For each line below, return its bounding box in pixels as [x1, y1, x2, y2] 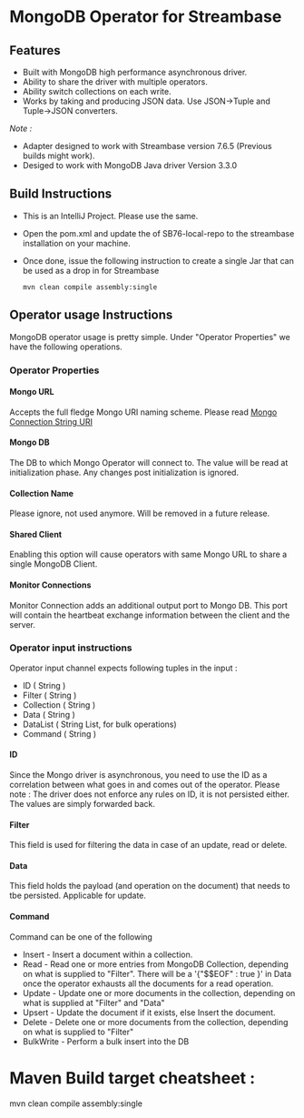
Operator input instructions [9, 641, 133, 654]
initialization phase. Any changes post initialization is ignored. [9, 467, 239, 478]
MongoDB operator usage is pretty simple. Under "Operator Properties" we [9, 331, 290, 342]
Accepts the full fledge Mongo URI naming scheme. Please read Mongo [9, 407, 278, 418]
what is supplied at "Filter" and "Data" [22, 997, 165, 1008]
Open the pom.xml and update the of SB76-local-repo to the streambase [22, 227, 295, 238]
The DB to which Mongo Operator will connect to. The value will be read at [9, 457, 289, 468]
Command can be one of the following [9, 931, 152, 942]
